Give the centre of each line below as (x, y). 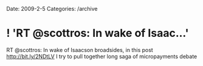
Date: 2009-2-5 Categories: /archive (52, 9)
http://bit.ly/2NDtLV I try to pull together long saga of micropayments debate (102, 56)
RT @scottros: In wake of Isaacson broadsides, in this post (80, 50)
